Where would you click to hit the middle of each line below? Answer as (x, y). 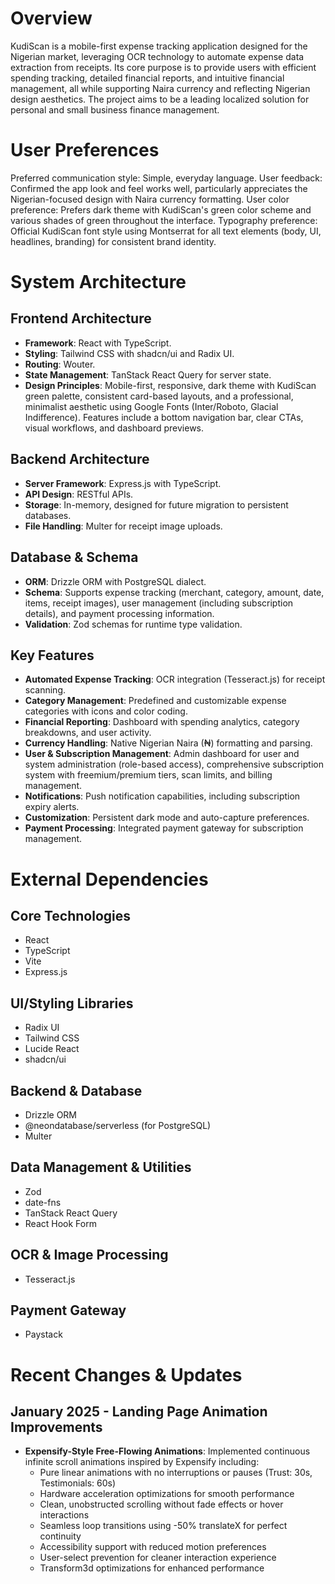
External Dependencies (109, 879)
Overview (51, 18)
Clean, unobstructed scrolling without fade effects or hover (161, 1504)
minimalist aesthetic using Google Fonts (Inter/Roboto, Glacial (151, 406)
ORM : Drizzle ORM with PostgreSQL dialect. (115, 581)
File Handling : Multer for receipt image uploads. (123, 526)
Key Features (52, 655)
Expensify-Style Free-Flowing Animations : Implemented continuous (167, 1451)
